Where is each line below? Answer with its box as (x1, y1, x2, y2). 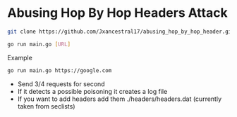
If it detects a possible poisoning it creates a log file (17, 87, 168, 95)
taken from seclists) (17, 102, 75, 110)
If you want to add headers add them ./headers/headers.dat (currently (17, 95, 222, 103)
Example (7, 53, 33, 62)
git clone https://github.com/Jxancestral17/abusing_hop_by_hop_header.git (7, 28, 235, 35)
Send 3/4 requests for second (17, 79, 105, 88)
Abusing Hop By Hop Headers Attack (7, 5, 228, 21)
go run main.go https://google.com (7, 67, 112, 74)
